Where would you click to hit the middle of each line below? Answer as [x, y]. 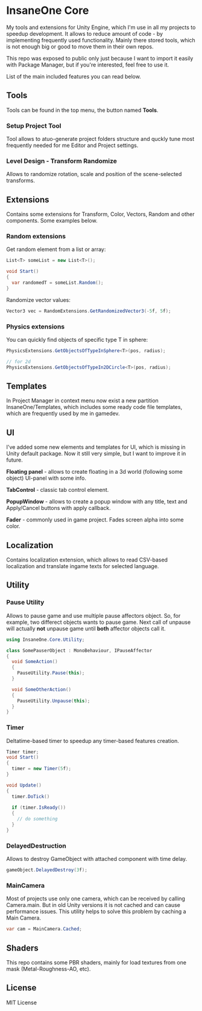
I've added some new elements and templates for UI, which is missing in [96, 447]
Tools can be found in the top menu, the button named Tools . [82, 110]
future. [14, 460]
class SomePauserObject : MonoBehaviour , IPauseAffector [79, 650]
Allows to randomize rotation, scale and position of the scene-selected [94, 174]
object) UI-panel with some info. [46, 478]
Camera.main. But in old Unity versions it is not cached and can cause [93, 905]
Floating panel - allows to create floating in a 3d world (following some [94, 472]
